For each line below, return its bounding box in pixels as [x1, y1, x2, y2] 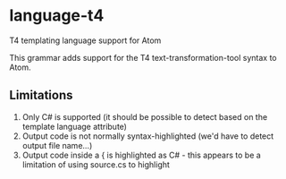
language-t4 [9, 5, 105, 26]
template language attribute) [21, 121, 128, 132]
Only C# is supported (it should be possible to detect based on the [21, 111, 268, 122]
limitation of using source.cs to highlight [21, 158, 170, 170]
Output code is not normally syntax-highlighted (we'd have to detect [21, 131, 274, 141]
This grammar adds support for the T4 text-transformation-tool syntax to [9, 52, 277, 63]
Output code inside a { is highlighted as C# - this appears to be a [21, 149, 261, 160]
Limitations [9, 88, 73, 103]
